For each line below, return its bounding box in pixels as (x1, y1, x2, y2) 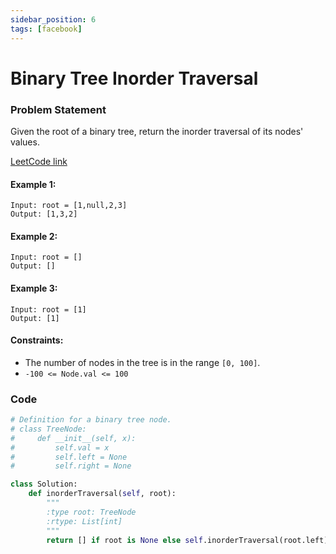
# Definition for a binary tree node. (10, 415, 172, 425)
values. (10, 136, 40, 148)
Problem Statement (10, 102, 107, 116)
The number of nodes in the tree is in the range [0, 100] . (24, 356, 261, 368)
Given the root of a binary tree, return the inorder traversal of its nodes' (10, 125, 304, 137)
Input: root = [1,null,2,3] (10, 201, 128, 211)
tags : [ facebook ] (10, 24, 83, 34)
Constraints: (10, 334, 64, 346)
